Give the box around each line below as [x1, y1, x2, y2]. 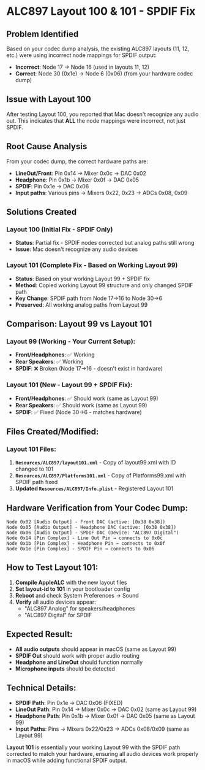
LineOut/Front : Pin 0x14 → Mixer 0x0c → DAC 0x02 [15, 169, 147, 177]
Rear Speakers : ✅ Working [15, 358, 84, 366]
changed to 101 [15, 465, 54, 473]
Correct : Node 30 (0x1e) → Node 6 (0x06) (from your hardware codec [15, 70, 193, 77]
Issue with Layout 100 [6, 94, 92, 105]
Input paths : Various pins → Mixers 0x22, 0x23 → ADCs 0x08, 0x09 [15, 189, 188, 196]
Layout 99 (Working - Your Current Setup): [6, 337, 136, 345]
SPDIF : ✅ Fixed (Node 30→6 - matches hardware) [15, 408, 142, 415]
